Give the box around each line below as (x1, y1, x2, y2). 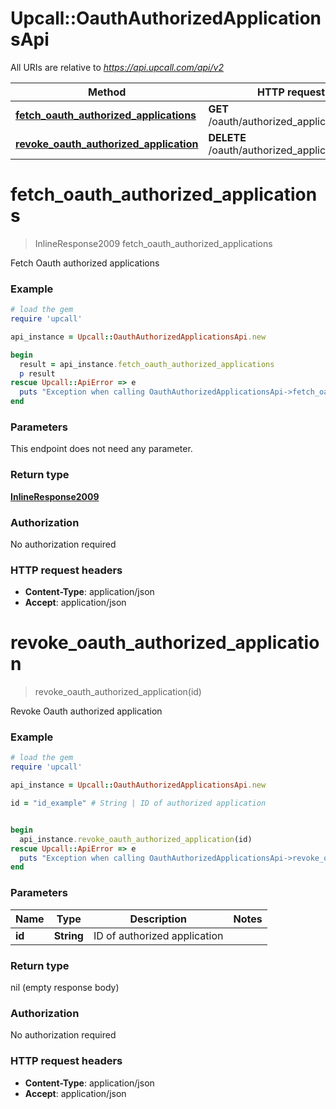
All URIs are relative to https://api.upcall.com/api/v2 (10, 61, 224, 73)
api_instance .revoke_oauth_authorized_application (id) (19, 834, 253, 844)
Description (129, 912, 187, 926)
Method (88, 85, 127, 99)
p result (19, 368, 56, 379)
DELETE (208, 130, 247, 144)
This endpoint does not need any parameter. (10, 443, 193, 455)
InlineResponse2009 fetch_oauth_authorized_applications (34, 237, 273, 249)
